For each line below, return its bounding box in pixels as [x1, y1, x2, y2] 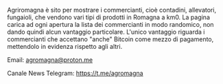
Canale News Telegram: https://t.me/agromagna [7, 69, 143, 77]
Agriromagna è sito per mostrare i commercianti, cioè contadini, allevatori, [7, 6, 217, 14]
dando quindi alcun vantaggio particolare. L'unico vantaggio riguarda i [7, 28, 205, 36]
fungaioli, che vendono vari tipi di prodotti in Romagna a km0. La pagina [7, 13, 211, 21]
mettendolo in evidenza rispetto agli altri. [7, 43, 123, 50]
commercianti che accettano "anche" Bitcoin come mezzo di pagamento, [7, 35, 214, 43]
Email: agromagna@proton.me [7, 56, 93, 64]
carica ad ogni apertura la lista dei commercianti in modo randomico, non [7, 21, 214, 28]
